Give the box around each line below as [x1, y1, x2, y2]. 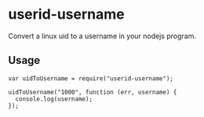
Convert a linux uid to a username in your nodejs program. [8, 31, 196, 41]
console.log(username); [15, 95, 93, 103]
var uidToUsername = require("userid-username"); [8, 74, 174, 83]
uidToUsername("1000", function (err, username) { [8, 88, 177, 96]
